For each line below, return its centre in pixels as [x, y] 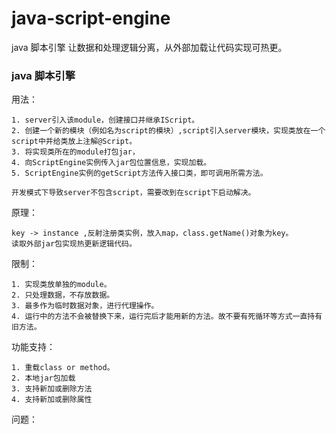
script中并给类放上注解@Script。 [74, 142]
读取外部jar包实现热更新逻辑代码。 [74, 244]
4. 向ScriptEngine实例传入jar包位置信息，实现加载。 [111, 163]
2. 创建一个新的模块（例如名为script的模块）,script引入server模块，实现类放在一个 [168, 131]
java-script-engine [91, 18]
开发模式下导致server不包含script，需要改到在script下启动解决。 [133, 193]
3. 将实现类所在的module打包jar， [75, 152]
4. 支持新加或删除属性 [52, 400]
